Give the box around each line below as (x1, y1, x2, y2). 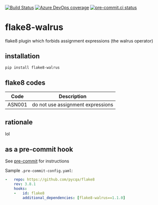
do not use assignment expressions (32, 101, 114, 108)
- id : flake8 (14, 191, 45, 196)
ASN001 (7, 101, 28, 108)
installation (5, 52, 40, 61)
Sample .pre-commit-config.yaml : (5, 168, 73, 174)
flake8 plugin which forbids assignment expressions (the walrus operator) (5, 38, 154, 44)
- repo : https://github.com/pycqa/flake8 (5, 177, 95, 182)
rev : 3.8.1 (14, 182, 36, 186)
